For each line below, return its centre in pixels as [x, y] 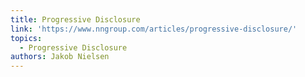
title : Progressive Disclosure [75, 19]
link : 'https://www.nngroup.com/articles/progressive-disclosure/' [154, 29]
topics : [26, 38]
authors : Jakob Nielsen [60, 57]
